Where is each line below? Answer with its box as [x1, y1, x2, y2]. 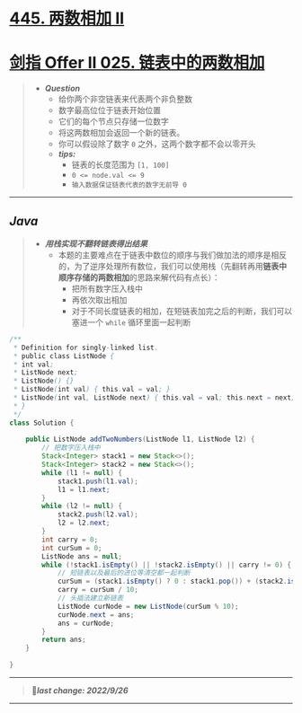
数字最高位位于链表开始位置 [58, 105, 162, 116]
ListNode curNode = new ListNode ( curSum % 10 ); [57, 602, 240, 611]
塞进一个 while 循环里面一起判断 [71, 316, 191, 328]
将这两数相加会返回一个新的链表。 [58, 128, 185, 138]
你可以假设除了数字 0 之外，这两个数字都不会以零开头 [58, 138, 256, 149]
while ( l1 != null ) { [41, 468, 123, 477]
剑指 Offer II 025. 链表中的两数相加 [9, 53, 265, 73]
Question [44, 83, 81, 94]
